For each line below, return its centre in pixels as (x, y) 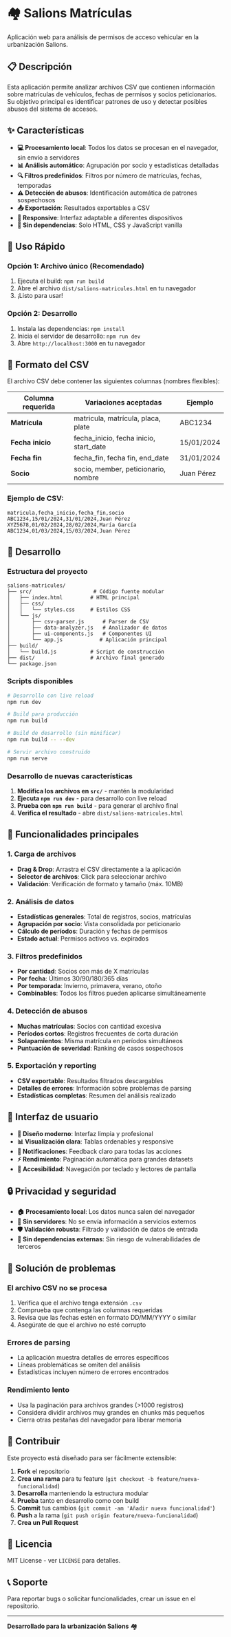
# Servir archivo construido (49, 752)
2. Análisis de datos (41, 901)
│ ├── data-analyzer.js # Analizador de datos (87, 628)
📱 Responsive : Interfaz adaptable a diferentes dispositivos (100, 217)
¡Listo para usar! (40, 296)
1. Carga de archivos (42, 854)
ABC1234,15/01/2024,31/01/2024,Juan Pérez (69, 519)
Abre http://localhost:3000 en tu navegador (81, 343)
